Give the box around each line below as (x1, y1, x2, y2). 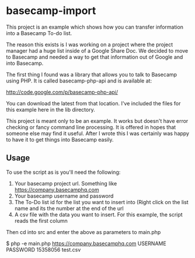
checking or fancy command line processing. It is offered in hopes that (6, 123, 176, 130)
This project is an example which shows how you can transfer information (6, 23, 184, 30)
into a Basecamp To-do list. (6, 29, 72, 36)
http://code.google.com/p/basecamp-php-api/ (6, 88, 119, 95)
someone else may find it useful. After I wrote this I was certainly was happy (6, 130, 190, 137)
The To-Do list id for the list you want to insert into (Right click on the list (14, 198, 189, 205)
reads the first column (14, 217, 68, 224)
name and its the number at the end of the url (14, 205, 124, 212)
